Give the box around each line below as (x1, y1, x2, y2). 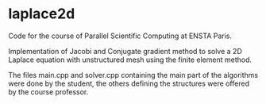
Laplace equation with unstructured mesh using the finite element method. (8, 55, 253, 64)
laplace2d (8, 5, 75, 23)
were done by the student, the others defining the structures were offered (8, 79, 250, 88)
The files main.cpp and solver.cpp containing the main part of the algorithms (8, 70, 259, 79)
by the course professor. (8, 87, 89, 96)
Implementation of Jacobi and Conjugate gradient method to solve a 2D (8, 46, 242, 56)
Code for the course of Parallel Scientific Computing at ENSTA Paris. (8, 31, 233, 40)
